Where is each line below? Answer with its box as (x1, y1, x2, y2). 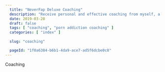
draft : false (9, 21, 37, 26)
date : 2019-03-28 (9, 16, 45, 21)
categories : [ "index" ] (9, 30, 61, 35)
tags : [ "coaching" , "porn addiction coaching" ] (9, 25, 114, 30)
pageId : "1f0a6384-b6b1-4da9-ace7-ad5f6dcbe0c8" (9, 48, 112, 53)
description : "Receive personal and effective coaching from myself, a (9, 12, 161, 17)
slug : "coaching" (9, 39, 45, 44)
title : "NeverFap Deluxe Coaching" (9, 7, 83, 12)
